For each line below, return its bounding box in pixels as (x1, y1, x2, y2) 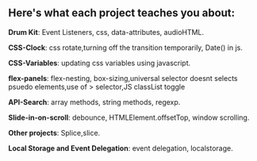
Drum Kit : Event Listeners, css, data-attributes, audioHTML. (8, 27, 205, 36)
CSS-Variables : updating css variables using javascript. (8, 58, 191, 67)
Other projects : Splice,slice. (8, 128, 101, 137)
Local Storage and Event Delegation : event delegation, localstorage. (8, 143, 233, 153)
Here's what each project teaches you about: (8, 6, 236, 20)
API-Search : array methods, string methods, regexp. (8, 97, 181, 106)
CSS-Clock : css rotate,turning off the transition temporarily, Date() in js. (8, 43, 244, 52)
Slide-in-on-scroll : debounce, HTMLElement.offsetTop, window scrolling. (8, 113, 250, 122)
